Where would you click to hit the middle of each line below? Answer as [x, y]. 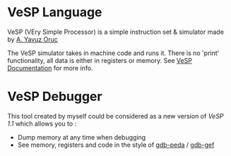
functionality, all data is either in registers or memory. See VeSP [100, 60]
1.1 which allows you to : [42, 124]
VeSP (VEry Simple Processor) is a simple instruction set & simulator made [116, 32]
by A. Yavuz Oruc [32, 39]
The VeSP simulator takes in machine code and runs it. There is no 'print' [113, 53]
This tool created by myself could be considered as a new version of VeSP [115, 116]
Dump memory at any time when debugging [82, 137]
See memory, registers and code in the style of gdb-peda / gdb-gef [116, 145]
